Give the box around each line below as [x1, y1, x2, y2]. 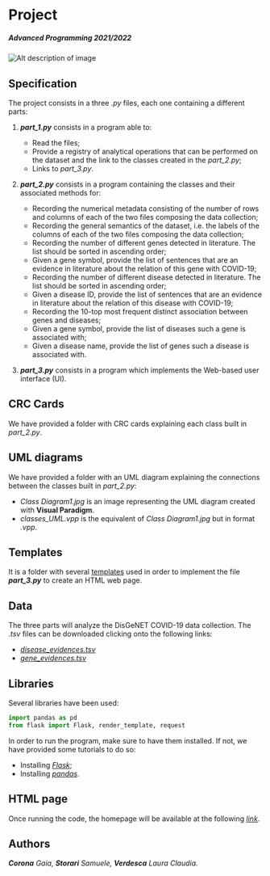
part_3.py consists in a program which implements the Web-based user [19, 365, 260, 375]
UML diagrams [8, 451, 83, 465]
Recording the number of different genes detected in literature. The [31, 238, 256, 247]
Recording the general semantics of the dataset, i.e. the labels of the [31, 221, 260, 230]
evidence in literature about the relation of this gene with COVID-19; [31, 263, 257, 273]
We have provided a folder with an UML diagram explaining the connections [8, 472, 260, 482]
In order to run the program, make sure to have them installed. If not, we [8, 735, 247, 745]
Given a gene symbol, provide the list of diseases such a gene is [31, 323, 246, 333]
